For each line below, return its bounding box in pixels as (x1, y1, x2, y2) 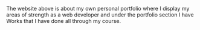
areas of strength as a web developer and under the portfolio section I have (6, 11, 195, 18)
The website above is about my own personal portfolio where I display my (6, 5, 190, 12)
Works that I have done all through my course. (6, 18, 121, 24)
